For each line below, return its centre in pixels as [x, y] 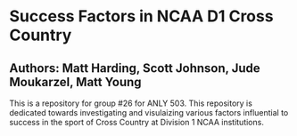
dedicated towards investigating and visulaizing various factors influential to [149, 112]
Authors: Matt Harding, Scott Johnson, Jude [135, 68]
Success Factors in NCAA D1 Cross [141, 16]
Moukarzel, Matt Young [75, 82]
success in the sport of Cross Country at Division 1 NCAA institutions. [137, 122]
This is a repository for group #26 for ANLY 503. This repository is [131, 103]
